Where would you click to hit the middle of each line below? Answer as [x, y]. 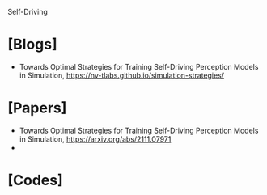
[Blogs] [32, 45]
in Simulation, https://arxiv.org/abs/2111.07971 [95, 139]
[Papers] [37, 108]
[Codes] [36, 180]
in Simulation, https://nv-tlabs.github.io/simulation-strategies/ [121, 75]
